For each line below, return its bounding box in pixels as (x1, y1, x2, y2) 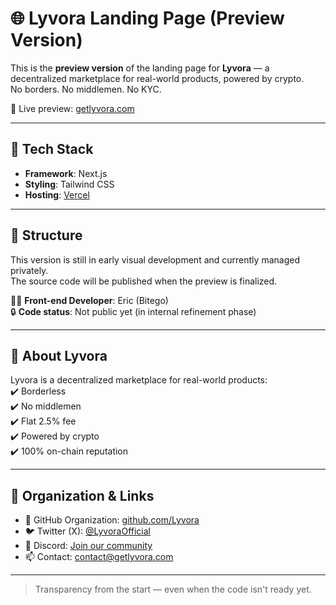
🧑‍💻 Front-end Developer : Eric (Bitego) (10, 294, 169, 306)
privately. (10, 264, 49, 276)
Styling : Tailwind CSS (24, 178, 115, 190)
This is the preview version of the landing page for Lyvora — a (10, 62, 270, 74)
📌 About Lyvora (10, 347, 108, 364)
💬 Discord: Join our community (24, 540, 153, 552)
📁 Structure (10, 227, 83, 244)
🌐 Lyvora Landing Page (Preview (10, 7, 285, 30)
